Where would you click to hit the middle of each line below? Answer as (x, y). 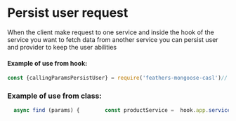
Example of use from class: (54, 96)
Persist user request (68, 13)
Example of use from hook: (47, 63)
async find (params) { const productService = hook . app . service (122, 111)
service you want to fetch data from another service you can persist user (113, 39)
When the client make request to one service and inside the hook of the (111, 32)
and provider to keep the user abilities (62, 47)
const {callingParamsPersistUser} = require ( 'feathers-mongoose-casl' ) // (118, 78)
